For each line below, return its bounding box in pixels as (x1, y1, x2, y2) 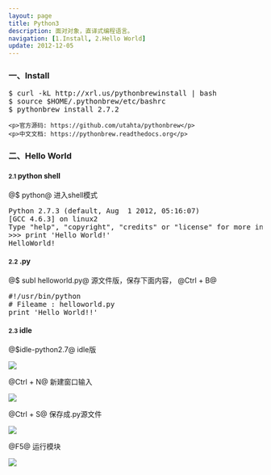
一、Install (8, 70, 50, 82)
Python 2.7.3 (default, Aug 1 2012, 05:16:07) (8, 206, 200, 215)
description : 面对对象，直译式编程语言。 (8, 27, 134, 35)
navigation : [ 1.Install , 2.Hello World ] (8, 34, 147, 43)
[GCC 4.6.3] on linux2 (8, 214, 98, 223)
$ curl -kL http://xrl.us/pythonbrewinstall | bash (8, 89, 218, 98)
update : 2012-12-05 (8, 42, 74, 50)
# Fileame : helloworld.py (8, 300, 115, 309)
